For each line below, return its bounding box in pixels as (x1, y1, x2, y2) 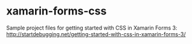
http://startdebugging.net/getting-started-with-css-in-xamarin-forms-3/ (6, 30, 186, 37)
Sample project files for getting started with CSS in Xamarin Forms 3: (6, 24, 178, 31)
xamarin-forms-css (6, 4, 107, 18)
